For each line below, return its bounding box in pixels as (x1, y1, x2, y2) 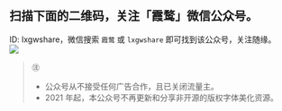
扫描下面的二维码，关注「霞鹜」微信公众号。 (9, 8, 259, 24)
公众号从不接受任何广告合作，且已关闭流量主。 (44, 81, 219, 91)
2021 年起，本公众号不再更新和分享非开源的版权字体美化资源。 (44, 92, 279, 103)
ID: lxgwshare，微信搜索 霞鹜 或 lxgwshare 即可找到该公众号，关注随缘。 (9, 34, 277, 45)
